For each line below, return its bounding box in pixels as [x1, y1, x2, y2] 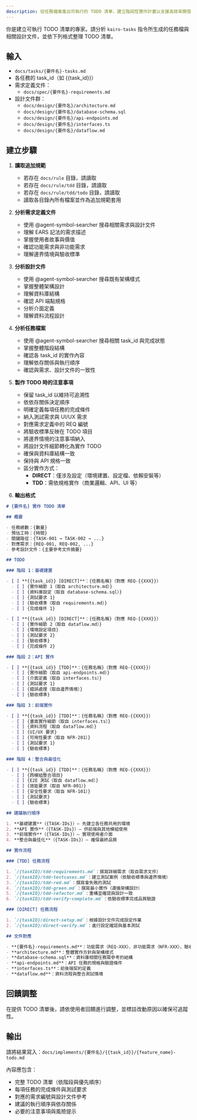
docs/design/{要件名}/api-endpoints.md [23, 116, 118, 121]
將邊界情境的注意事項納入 [23, 435, 86, 443]
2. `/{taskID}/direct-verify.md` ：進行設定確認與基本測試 [6, 922, 140, 928]
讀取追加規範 [14, 162, 46, 169]
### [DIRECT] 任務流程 [6, 907, 58, 912]
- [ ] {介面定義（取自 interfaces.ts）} [11, 676, 102, 681]
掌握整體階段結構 [23, 344, 65, 352]
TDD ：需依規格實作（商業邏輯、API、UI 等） [32, 479, 141, 487]
